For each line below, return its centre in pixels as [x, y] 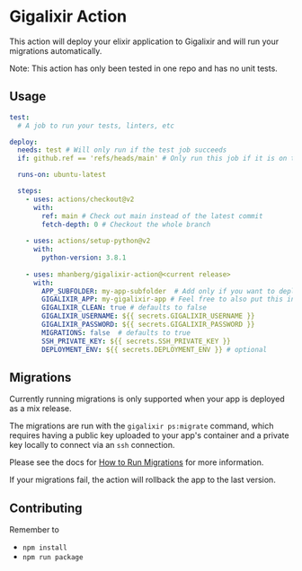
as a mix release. [40, 408]
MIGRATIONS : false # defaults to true [116, 333]
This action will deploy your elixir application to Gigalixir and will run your [144, 41]
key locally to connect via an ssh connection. [92, 445]
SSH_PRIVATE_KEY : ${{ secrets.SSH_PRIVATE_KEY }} [136, 341]
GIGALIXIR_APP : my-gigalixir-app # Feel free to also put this [162, 299]
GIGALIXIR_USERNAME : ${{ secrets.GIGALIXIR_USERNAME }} [148, 316]
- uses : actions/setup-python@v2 [88, 241]
